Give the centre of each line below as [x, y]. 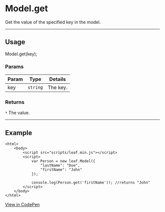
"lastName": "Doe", [60, 165]
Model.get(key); [21, 54]
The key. [57, 88]
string [35, 88]
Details [57, 79]
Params [14, 67]
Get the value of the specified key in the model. [53, 22]
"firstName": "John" [61, 170]
